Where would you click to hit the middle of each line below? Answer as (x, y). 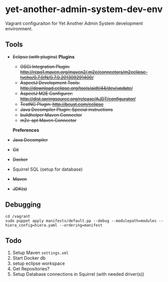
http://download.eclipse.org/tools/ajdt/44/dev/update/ (76, 88)
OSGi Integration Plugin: (45, 66)
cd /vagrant (18, 216)
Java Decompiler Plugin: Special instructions (66, 109)
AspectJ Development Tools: (50, 82)
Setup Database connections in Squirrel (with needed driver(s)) (78, 274)
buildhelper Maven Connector (51, 115)
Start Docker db (29, 258)
